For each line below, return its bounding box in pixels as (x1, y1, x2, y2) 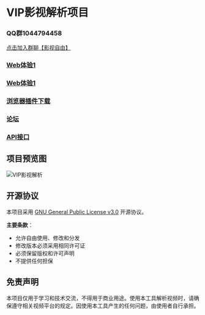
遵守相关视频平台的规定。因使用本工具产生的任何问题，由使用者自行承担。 (11, 302, 199, 309)
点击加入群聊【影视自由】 (6, 44, 71, 51)
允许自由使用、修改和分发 (15, 234, 80, 241)
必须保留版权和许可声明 (15, 249, 75, 257)
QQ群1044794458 (6, 29, 62, 37)
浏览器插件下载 (6, 97, 51, 105)
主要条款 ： (6, 221, 34, 229)
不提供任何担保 (15, 257, 53, 264)
